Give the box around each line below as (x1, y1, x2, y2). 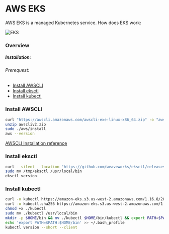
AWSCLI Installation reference (5, 140, 67, 146)
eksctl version (5, 174, 37, 179)
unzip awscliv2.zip (5, 122, 46, 127)
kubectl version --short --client (5, 224, 78, 230)
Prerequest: (5, 67, 30, 73)
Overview (5, 42, 30, 49)
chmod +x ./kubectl (5, 206, 46, 211)
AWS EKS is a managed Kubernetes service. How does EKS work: (5, 20, 142, 26)
